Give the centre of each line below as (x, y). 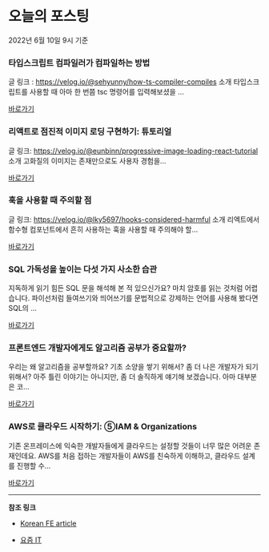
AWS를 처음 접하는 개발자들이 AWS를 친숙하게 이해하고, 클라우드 (139, 455)
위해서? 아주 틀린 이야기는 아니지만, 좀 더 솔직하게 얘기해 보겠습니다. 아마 (122, 377)
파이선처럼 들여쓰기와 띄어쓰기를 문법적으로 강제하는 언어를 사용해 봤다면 (145, 298)
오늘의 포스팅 (49, 16)
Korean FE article (48, 523)
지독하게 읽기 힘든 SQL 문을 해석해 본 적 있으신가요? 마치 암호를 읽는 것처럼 (126, 288)
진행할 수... (34, 465)
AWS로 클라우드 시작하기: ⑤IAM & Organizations (103, 427)
